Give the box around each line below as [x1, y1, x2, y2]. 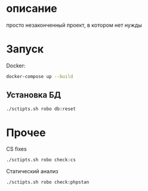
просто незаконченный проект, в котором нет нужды [6, 21, 142, 29]
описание [6, 2, 58, 15]
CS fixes [6, 145, 27, 153]
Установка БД [6, 90, 61, 100]
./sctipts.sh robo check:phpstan [6, 179, 90, 186]
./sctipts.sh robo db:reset [6, 106, 76, 112]
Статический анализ [6, 168, 58, 175]
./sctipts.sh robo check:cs [6, 157, 76, 163]
